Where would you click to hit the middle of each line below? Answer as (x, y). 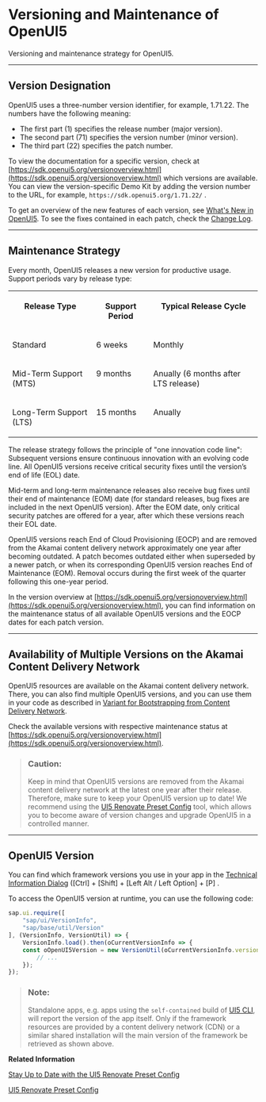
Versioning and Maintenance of (114, 15)
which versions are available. (211, 178)
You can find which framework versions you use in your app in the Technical (133, 875)
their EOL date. (32, 524)
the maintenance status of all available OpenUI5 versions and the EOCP (125, 613)
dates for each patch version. (56, 622)
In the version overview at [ (53, 597)
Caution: (44, 764)
